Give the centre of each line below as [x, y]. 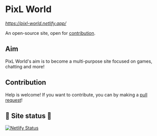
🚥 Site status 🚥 [29, 116]
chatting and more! [25, 66]
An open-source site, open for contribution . [50, 33]
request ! [14, 100]
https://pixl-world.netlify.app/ [36, 23]
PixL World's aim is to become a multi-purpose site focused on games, [79, 61]
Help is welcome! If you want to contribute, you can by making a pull [76, 95]
